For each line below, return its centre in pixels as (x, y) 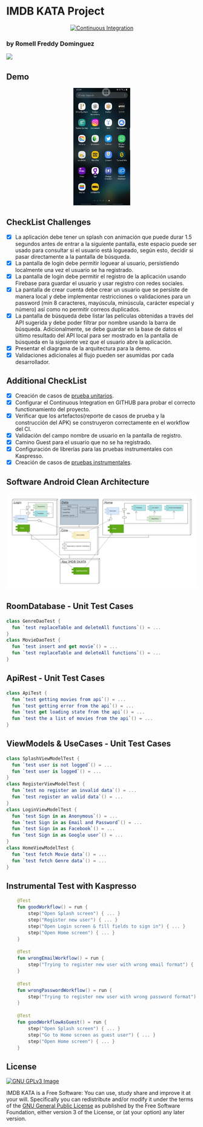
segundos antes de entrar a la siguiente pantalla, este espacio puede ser (106, 244)
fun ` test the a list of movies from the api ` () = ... (82, 719)
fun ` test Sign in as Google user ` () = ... (68, 835)
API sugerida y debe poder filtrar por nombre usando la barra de (95, 322)
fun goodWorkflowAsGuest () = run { (62, 1022)
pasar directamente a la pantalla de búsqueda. (73, 256)
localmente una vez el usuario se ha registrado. (74, 270)
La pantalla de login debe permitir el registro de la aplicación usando (101, 276)
